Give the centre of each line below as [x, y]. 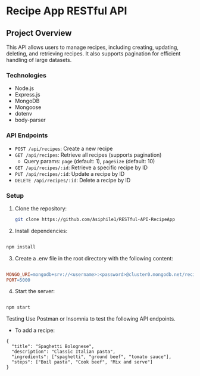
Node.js [24, 88]
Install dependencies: [41, 231]
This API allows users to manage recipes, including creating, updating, [92, 47]
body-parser [30, 120]
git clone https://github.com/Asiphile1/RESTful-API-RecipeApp [95, 219]
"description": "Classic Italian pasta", [64, 352]
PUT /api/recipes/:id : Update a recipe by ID [70, 173]
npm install [21, 247]
